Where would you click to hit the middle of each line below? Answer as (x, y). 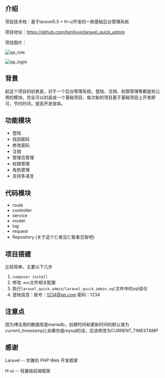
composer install (30, 277)
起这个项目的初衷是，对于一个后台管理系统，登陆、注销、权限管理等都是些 (80, 91)
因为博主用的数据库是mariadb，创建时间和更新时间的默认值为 (67, 324)
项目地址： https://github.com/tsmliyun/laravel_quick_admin (65, 32)
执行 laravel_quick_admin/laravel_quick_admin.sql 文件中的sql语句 (80, 289)
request (20, 231)
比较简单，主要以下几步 (29, 267)
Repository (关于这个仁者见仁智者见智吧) (53, 237)
